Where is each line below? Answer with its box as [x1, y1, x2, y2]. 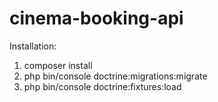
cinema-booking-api [9, 7, 184, 30]
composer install [23, 59, 93, 71]
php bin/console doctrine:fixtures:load [23, 80, 182, 92]
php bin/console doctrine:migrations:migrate [23, 70, 208, 82]
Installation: [9, 40, 57, 52]
